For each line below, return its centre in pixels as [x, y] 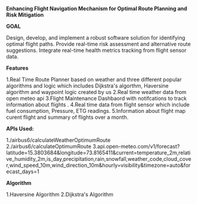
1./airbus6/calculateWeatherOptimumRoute [58, 140]
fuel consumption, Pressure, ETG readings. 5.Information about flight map [96, 111]
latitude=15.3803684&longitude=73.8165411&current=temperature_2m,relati [98, 153]
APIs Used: [20, 129]
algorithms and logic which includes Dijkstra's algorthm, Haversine [87, 86]
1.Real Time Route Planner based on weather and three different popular [94, 80]
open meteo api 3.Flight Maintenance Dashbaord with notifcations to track [96, 98]
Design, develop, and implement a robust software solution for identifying [96, 38]
